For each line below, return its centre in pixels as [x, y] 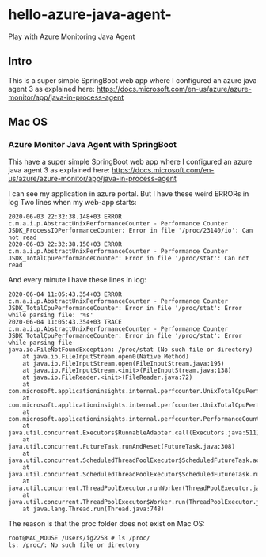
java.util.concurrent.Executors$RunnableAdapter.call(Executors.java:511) [134, 433]
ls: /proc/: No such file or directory [74, 545]
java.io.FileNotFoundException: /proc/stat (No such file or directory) [131, 350]
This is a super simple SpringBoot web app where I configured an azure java [133, 80]
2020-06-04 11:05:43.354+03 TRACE [65, 322]
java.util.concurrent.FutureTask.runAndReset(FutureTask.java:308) [122, 447]
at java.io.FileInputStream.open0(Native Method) [106, 357]
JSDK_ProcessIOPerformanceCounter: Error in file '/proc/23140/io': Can [131, 231]
